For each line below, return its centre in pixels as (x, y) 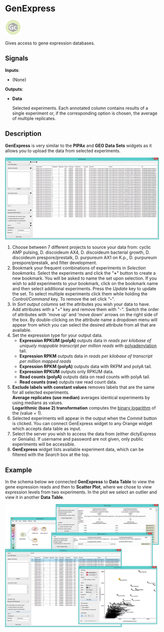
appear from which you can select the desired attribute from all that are (84, 325)
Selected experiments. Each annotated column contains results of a (80, 108)
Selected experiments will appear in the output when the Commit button (84, 418)
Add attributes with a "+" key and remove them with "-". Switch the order (85, 309)
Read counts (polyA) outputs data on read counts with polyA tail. (85, 377)
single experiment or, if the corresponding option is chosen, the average (85, 113)
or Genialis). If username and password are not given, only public (78, 439)
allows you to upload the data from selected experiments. (63, 151)
